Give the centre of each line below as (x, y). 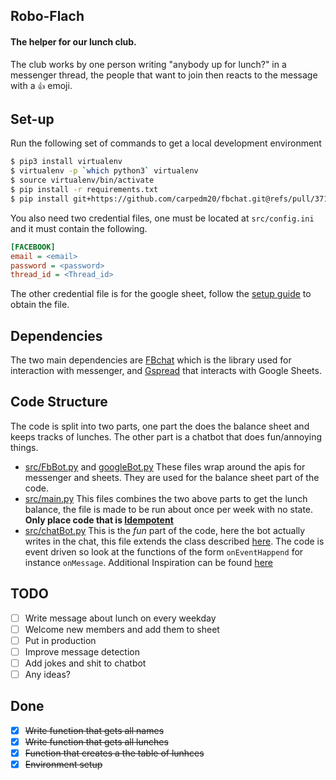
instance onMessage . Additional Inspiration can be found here (148, 562)
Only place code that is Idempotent (99, 520)
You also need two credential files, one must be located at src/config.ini (162, 218)
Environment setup (63, 765)
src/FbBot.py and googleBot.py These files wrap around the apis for (165, 466)
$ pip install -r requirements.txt (84, 190)
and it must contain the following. (79, 228)
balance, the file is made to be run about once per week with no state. (169, 509)
